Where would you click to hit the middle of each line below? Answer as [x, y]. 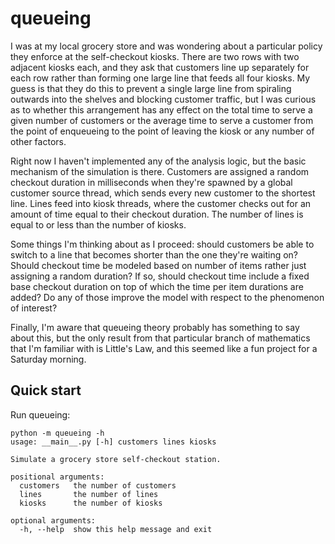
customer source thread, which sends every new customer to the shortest [163, 193]
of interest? [34, 308]
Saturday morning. [48, 359]
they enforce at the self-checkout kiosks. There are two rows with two [155, 56]
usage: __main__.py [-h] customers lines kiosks [113, 442]
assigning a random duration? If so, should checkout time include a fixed [160, 276]
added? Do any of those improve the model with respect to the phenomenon [167, 297]
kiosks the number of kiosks [91, 503]
